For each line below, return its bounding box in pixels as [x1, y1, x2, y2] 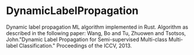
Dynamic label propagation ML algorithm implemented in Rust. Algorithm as [6, 23, 189, 30]
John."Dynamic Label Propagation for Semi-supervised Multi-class [6, 36, 168, 43]
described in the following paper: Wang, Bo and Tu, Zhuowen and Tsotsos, [6, 29, 186, 36]
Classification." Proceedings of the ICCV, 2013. [19, 42, 132, 49]
